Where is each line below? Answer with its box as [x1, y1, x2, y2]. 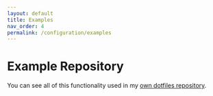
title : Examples [7, 16, 53, 23]
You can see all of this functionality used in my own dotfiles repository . [7, 82, 207, 90]
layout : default [7, 10, 53, 17]
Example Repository [7, 59, 125, 74]
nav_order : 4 [7, 23, 45, 29]
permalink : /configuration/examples [7, 29, 112, 36]
